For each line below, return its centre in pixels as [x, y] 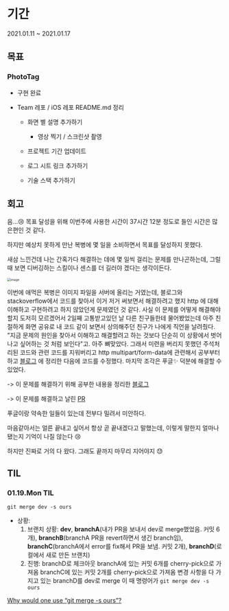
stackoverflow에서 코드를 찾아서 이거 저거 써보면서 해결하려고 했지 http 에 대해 [113, 301]
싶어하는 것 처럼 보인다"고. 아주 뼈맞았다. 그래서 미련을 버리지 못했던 [111, 344]
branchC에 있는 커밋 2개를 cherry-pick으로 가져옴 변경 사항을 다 [127, 572]
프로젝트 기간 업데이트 [57, 151]
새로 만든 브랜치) [68, 555]
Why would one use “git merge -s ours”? [64, 601]
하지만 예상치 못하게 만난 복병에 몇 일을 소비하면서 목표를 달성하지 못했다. [105, 245]
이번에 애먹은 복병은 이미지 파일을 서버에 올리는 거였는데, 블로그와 [95, 292]
